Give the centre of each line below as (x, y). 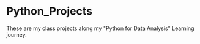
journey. (17, 34)
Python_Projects (50, 11)
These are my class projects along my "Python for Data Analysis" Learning (100, 28)
